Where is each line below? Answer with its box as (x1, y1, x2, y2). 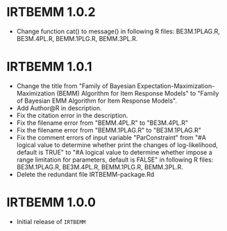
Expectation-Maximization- (137, 81, 215, 90)
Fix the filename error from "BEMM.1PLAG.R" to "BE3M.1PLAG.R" (16, 126, 202, 134)
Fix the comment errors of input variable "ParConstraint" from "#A (16, 133, 206, 142)
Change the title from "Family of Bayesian (16, 81, 136, 90)
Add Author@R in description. (16, 103, 102, 112)
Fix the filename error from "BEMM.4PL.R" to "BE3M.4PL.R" (16, 119, 189, 127)
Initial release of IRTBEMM (16, 217, 86, 225)
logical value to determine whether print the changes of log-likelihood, (16, 140, 218, 149)
